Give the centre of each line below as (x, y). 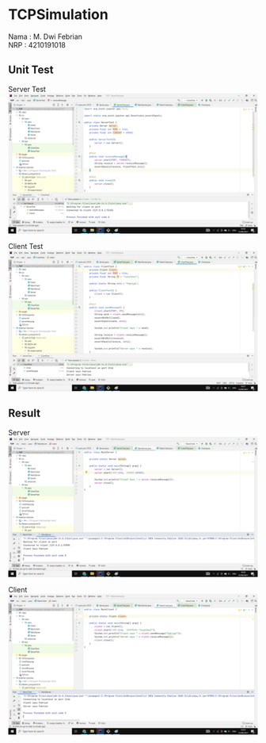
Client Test (26, 247)
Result (25, 414)
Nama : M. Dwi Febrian (46, 36)
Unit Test (31, 70)
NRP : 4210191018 (37, 44)
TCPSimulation (58, 15)
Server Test (27, 89)
